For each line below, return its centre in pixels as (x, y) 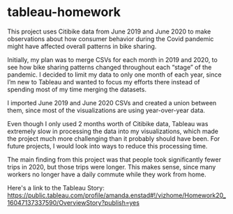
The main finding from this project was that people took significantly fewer (114, 159)
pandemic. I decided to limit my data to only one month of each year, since (114, 75)
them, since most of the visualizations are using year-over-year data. (106, 110)
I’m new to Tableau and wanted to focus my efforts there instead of (104, 82)
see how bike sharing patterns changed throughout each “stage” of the (110, 67)
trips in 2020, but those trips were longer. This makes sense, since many (112, 167)
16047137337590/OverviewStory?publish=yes (73, 202)
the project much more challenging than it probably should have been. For (114, 138)
